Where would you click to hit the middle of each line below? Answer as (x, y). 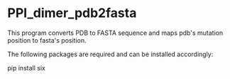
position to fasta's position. (47, 40)
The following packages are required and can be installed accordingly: (110, 54)
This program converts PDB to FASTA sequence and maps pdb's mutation (115, 33)
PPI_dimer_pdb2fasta (72, 13)
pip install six (27, 68)
